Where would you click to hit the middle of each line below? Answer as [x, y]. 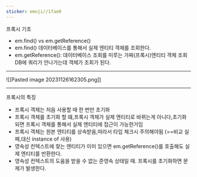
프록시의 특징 [21, 97]
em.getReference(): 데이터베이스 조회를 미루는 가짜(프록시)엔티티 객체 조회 [101, 55]
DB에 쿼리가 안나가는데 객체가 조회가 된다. [63, 62]
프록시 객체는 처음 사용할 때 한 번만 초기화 [62, 110]
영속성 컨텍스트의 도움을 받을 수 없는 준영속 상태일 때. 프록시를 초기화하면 [98, 161]
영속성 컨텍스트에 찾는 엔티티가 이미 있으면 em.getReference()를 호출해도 [99, 146]
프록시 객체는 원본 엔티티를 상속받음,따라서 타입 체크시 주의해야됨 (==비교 [99, 131]
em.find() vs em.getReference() [52, 40]
